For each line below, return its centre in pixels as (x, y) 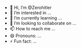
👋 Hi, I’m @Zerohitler (30, 8)
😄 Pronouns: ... (26, 36)
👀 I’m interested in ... (30, 13)
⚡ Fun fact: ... (23, 41)
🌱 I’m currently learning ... (36, 18)
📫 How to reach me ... (32, 29)
